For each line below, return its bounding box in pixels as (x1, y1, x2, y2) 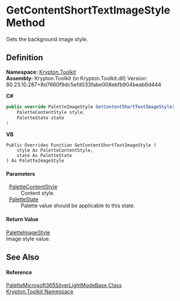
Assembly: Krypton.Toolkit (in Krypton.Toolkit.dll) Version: (6, 74, 148, 81)
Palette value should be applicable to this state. (21, 202, 135, 210)
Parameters (6, 170, 35, 177)
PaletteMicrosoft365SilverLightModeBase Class (6, 282, 122, 289)
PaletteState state (16, 114, 65, 121)
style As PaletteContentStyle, (16, 148, 94, 153)
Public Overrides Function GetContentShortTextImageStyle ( (6, 142, 157, 148)
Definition (6, 53, 43, 63)
